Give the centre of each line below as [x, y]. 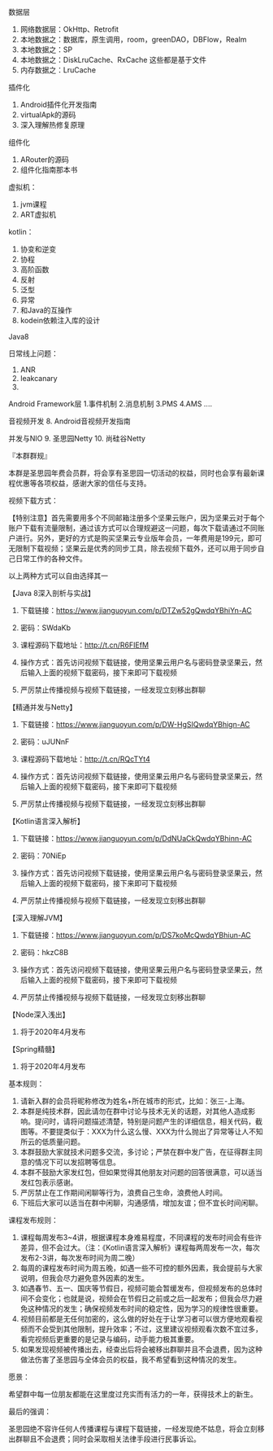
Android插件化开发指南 [58, 105]
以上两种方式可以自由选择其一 [58, 576]
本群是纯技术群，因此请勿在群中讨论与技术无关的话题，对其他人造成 [134, 1111]
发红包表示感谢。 [49, 1182]
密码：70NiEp [43, 856]
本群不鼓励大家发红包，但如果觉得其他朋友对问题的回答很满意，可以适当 [141, 1172]
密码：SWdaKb [45, 628]
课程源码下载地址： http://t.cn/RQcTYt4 [85, 759]
